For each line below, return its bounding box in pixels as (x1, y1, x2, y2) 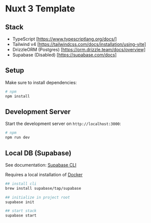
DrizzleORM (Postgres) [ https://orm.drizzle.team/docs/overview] (12, 47, 146, 52)
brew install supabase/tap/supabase (5, 186, 81, 191)
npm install (5, 94, 30, 99)
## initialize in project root (5, 195, 70, 200)
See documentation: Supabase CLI (5, 162, 77, 168)
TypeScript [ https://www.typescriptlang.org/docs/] (12, 36, 117, 42)
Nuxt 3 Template (5, 3, 75, 14)
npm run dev (5, 135, 30, 140)
